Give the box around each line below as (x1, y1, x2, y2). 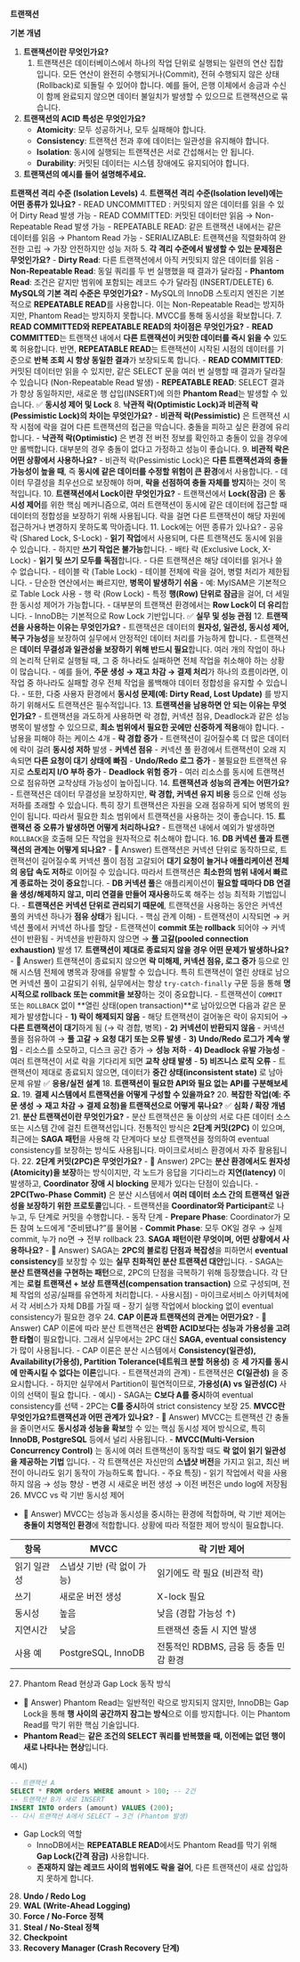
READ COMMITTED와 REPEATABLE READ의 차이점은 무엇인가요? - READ (10, 321, 274, 332)
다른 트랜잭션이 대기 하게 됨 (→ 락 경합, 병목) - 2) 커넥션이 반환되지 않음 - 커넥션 (10, 1023, 286, 1033)
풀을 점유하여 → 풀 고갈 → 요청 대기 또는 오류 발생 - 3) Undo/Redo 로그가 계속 (10, 1034, 281, 1044)
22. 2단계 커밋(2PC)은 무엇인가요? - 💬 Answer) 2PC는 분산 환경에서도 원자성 (21, 1156, 291, 1166)
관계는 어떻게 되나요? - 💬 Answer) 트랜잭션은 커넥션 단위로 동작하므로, (33, 845, 279, 855)
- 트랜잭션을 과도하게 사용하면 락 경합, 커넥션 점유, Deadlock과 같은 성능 (37, 711, 290, 721)
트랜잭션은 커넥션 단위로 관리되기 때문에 (27, 900, 165, 911)
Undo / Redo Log (22, 1891, 86, 1901)
